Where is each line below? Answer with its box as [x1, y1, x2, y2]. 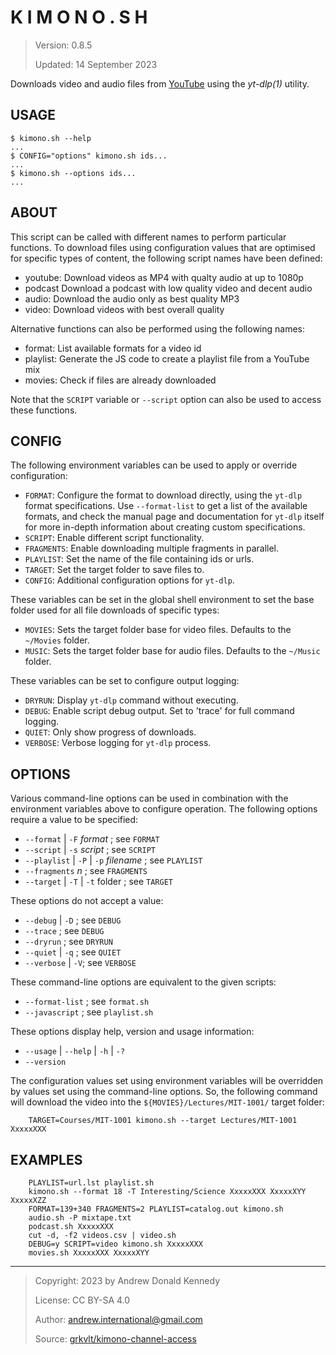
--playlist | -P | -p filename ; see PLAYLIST [24, 854, 203, 866]
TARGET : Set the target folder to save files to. [24, 564, 205, 576]
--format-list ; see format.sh [24, 996, 150, 1008]
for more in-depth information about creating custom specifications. [24, 521, 306, 533]
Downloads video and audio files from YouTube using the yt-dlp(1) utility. [10, 77, 310, 90]
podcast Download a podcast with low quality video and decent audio [24, 282, 313, 294]
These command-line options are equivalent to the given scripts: [10, 976, 277, 988]
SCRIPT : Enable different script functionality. [24, 532, 205, 544]
